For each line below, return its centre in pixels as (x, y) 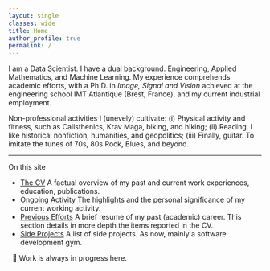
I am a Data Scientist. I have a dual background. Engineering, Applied (123, 68)
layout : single (34, 16)
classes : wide (32, 23)
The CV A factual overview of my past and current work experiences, (135, 183)
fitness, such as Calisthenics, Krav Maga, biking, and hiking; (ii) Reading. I (131, 127)
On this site (27, 167)
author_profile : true (45, 38)
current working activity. (60, 208)
